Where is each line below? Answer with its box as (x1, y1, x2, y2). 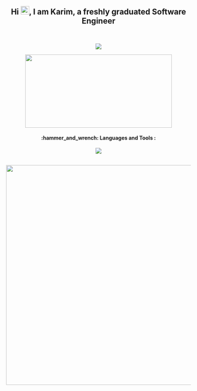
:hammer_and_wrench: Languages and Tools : (40, 134, 157, 141)
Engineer (81, 16, 116, 26)
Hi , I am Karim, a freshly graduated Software (11, 7, 186, 17)
